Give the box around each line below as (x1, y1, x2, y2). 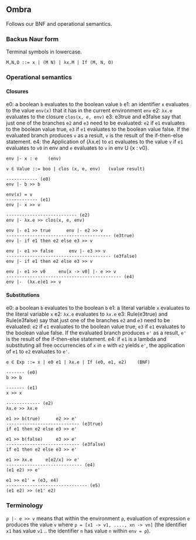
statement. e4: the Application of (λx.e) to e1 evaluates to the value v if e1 (6, 138, 183, 146)
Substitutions (6, 291, 40, 298)
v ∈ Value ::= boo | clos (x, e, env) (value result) (6, 166, 145, 172)
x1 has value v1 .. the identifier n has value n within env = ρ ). (6, 527, 151, 534)
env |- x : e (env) (6, 156, 61, 162)
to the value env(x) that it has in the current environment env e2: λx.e (6, 107, 173, 114)
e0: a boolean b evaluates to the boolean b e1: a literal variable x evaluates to (6, 305, 190, 312)
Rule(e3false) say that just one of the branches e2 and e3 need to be (6, 317, 170, 324)
